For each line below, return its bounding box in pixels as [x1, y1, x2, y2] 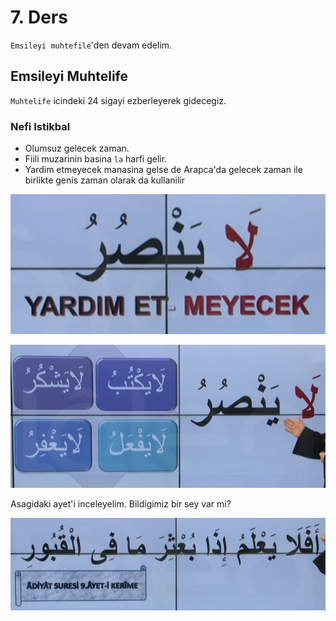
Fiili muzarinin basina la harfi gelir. [24, 153, 168, 165]
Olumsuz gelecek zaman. [24, 142, 130, 155]
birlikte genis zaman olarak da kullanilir [24, 174, 186, 186]
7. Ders [10, 6, 68, 29]
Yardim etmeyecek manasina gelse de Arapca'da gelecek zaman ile [24, 164, 303, 176]
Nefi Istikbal [10, 119, 71, 133]
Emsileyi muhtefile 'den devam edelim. [10, 39, 173, 51]
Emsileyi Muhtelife [10, 68, 129, 85]
